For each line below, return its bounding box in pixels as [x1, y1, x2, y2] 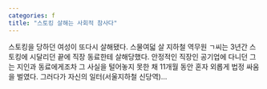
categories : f [8, 11, 56, 20]
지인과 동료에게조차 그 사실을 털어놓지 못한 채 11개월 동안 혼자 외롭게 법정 [16, 61, 245, 72]
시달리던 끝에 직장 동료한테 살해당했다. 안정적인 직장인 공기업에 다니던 [29, 52, 249, 61]
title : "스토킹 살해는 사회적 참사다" [8, 19, 118, 27]
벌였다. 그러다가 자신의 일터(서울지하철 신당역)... [16, 72, 168, 81]
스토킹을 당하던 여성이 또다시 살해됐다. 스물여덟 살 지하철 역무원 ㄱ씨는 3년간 [8, 41, 249, 52]
